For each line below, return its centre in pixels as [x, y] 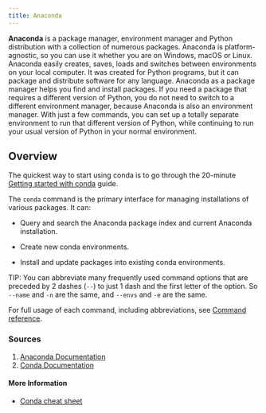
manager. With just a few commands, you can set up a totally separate [123, 114]
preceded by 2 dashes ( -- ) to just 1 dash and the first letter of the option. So [133, 286]
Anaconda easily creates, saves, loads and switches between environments [133, 64]
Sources [25, 339]
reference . [25, 318]
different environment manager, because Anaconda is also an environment [131, 106]
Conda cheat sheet [51, 401]
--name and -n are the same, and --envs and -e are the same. [108, 294]
